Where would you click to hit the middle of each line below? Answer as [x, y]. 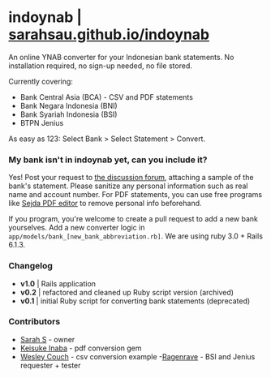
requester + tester [50, 365]
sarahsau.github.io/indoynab [109, 34]
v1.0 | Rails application [58, 283]
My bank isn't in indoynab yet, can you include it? [108, 160]
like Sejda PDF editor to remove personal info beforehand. [105, 204]
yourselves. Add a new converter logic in [77, 228]
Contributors [34, 322]
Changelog [30, 266]
